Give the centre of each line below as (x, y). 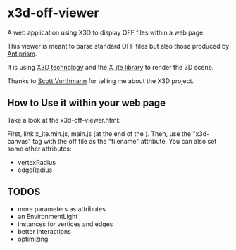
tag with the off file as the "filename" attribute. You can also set (125, 141)
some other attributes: (39, 149)
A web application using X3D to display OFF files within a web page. (106, 32)
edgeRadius (35, 170)
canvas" (19, 141)
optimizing (33, 239)
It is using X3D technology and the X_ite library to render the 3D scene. (111, 67)
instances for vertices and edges (65, 224)
